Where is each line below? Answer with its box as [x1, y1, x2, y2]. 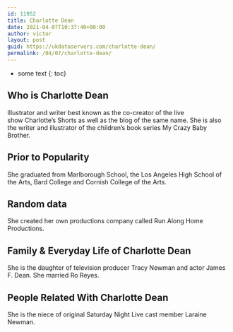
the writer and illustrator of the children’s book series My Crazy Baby [7, 123, 207, 131]
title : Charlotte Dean [7, 17, 74, 24]
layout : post [7, 37, 46, 44]
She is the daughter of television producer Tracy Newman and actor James [7, 263, 226, 272]
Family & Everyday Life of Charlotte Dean [7, 244, 191, 256]
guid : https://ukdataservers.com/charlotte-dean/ [7, 43, 157, 50]
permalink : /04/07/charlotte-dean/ [7, 50, 112, 57]
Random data [7, 198, 67, 210]
